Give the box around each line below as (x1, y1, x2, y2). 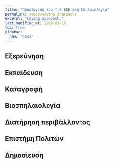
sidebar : (5, 30, 23, 34)
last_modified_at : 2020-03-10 (5, 20, 66, 26)
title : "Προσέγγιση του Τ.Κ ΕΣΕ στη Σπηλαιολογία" (5, 7, 110, 12)
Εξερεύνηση (5, 52, 44, 61)
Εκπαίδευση (5, 68, 43, 77)
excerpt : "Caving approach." (5, 16, 64, 21)
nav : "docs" (9, 34, 34, 39)
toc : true (5, 25, 25, 30)
